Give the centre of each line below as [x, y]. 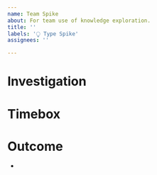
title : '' [22, 27]
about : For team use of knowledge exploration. [79, 21]
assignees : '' [28, 40]
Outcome [35, 146]
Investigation [47, 81]
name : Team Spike [33, 14]
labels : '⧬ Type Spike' [43, 34]
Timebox [34, 114]
